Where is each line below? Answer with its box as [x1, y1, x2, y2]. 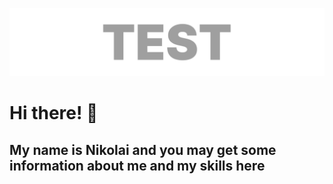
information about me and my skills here [9, 157, 266, 174]
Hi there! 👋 [9, 102, 99, 125]
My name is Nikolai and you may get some [9, 141, 277, 158]
